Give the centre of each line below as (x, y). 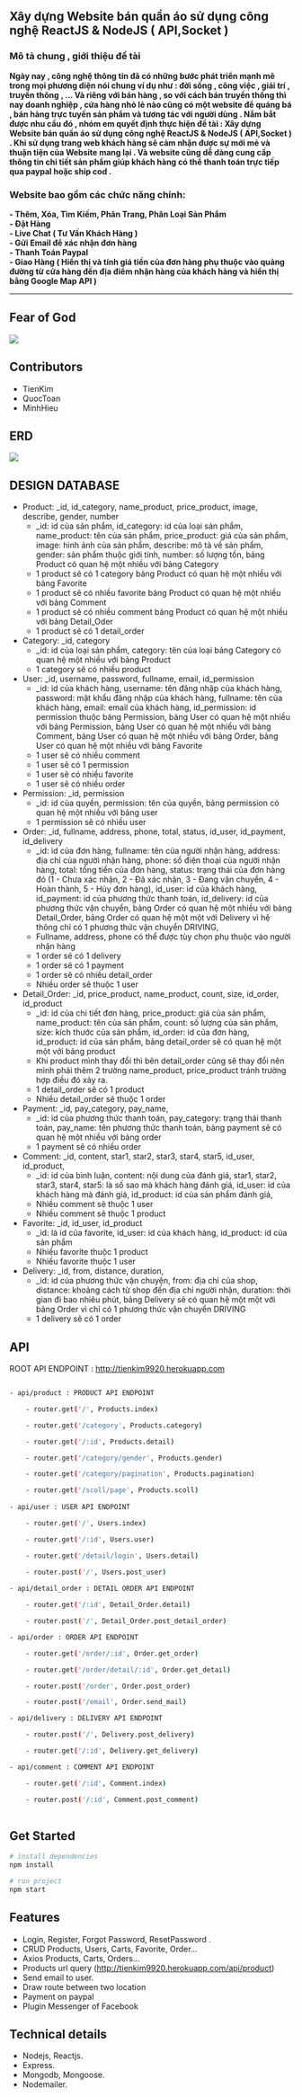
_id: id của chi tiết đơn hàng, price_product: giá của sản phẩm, (151, 1013)
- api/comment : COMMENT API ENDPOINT (82, 1767)
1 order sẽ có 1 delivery (78, 956)
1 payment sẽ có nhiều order (89, 1147)
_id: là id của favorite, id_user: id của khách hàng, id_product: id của (161, 1233)
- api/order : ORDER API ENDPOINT (74, 1637)
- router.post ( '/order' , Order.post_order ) (108, 1686)
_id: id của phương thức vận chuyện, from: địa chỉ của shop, (147, 1281)
